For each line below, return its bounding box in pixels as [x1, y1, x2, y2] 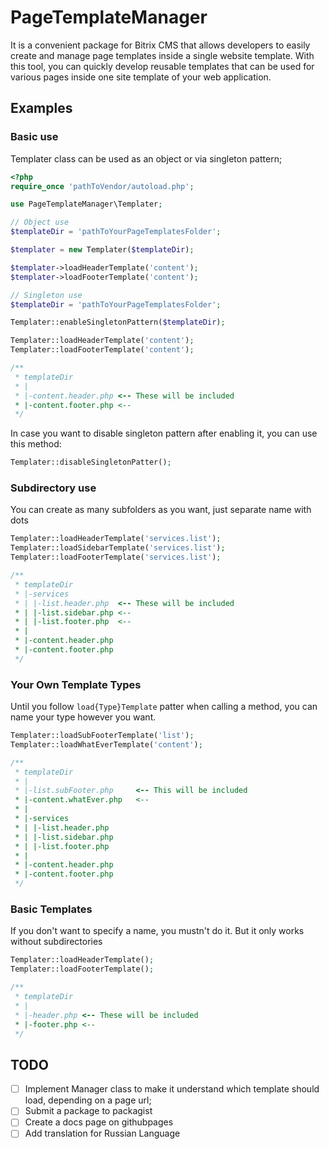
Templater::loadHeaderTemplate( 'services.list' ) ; [10, 534, 222, 544]
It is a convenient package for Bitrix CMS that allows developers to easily [10, 39, 311, 51]
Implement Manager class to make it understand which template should [24, 1083, 320, 1095]
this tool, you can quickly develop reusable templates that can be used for [10, 60, 315, 72]
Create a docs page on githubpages [24, 1116, 174, 1128]
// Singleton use [10, 290, 83, 300]
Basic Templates [10, 902, 93, 916]
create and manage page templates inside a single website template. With [10, 49, 315, 61]
